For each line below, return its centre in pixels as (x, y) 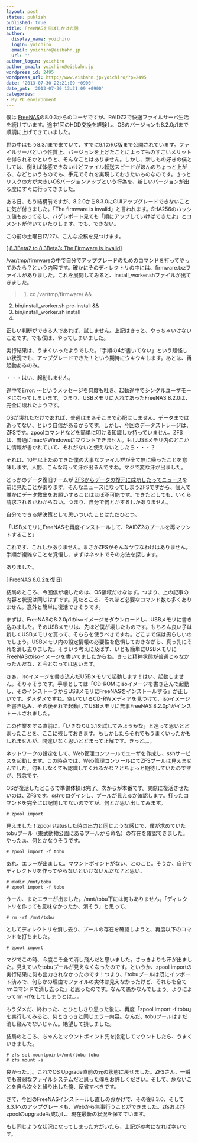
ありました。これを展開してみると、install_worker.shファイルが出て (109, 275)
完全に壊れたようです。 (35, 405)
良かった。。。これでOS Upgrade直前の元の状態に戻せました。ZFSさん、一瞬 (98, 1071)
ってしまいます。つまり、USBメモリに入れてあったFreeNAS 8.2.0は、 (106, 397)
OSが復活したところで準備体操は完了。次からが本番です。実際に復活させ (95, 788)
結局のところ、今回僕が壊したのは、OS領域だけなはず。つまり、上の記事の (98, 592)
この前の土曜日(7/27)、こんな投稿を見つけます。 (65, 236)
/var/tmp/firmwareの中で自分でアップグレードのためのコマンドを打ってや (95, 260)
